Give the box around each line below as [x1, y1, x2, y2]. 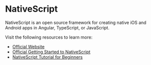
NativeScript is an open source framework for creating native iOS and [5, 20, 147, 25]
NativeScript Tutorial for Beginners [12, 54, 83, 60]
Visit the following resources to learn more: [5, 34, 93, 40]
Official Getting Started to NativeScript [12, 49, 91, 55]
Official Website [12, 43, 45, 49]
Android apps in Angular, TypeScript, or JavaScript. [5, 24, 110, 30]
